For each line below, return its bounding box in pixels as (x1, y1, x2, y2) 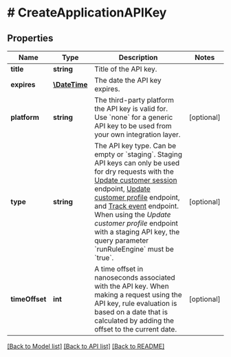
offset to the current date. (93, 325, 177, 334)
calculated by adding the (93, 316, 174, 325)
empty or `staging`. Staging (93, 150, 183, 159)
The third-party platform (93, 95, 174, 105)
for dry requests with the (93, 167, 174, 176)
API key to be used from (93, 121, 172, 130)
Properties (7, 32, 54, 44)
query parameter (93, 236, 149, 245)
